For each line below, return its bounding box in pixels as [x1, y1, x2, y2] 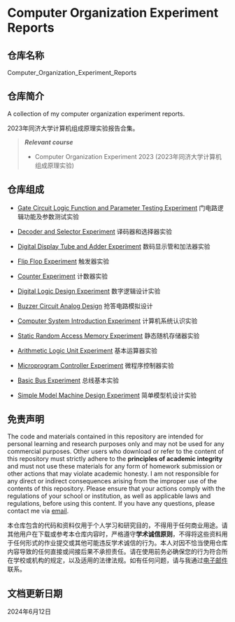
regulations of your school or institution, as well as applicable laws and [7, 492, 211, 500]
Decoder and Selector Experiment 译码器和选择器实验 [17, 227, 173, 235]
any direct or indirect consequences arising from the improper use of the [7, 477, 218, 485]
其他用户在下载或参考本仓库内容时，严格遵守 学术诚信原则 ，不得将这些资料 [7, 530, 222, 539]
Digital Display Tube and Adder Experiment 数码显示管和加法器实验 [17, 242, 211, 250]
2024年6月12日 [7, 607, 51, 616]
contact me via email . [7, 506, 69, 516]
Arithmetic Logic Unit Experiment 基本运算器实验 [17, 346, 158, 354]
